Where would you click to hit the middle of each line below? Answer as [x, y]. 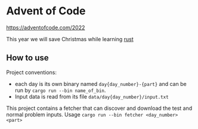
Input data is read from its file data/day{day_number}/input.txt [92, 96]
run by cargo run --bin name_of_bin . [60, 90]
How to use [27, 58]
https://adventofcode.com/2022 [46, 27]
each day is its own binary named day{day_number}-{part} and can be [100, 84]
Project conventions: [31, 72]
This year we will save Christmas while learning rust [70, 39]
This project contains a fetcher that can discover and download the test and [99, 108]
